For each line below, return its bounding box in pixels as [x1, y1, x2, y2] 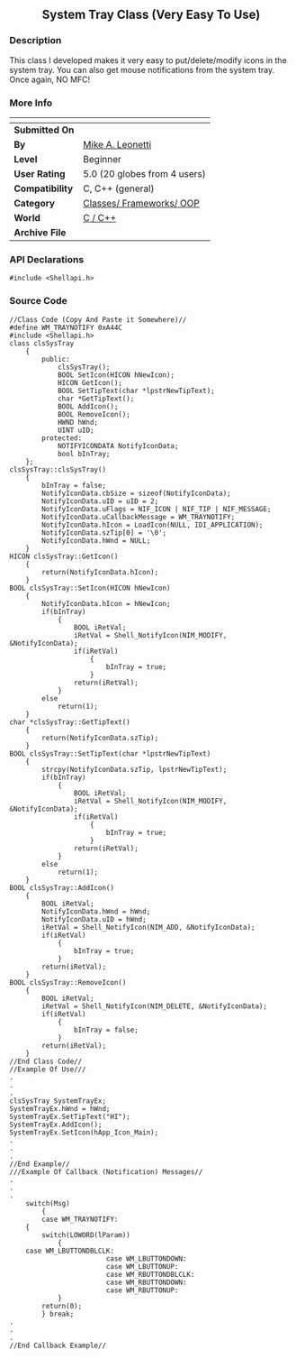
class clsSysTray [9, 338, 75, 348]
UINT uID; [57, 426, 94, 435]
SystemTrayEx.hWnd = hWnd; [9, 1104, 111, 1113]
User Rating [13, 167, 66, 179]
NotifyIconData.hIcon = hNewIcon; [41, 599, 171, 608]
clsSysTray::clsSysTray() [9, 464, 106, 474]
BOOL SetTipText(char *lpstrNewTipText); [57, 386, 216, 395]
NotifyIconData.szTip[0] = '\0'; [41, 528, 167, 537]
